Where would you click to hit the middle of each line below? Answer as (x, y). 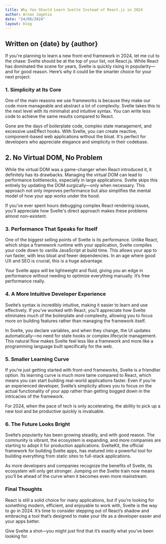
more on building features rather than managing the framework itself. (76, 321)
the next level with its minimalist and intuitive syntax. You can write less (78, 111)
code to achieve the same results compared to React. (60, 116)
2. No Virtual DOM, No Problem (54, 157)
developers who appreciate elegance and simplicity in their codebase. (77, 142)
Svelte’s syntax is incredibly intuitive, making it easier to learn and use (76, 305)
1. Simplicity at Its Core (33, 90)
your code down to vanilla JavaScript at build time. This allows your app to (81, 250)
